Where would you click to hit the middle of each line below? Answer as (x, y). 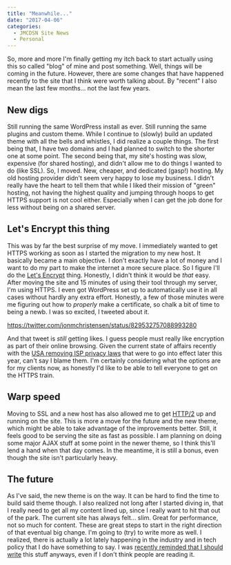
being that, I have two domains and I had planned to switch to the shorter (111, 149)
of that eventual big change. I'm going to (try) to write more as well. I (104, 533)
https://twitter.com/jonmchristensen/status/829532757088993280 (102, 325)
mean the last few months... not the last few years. (79, 88)
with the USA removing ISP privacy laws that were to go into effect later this (115, 353)
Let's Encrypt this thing (59, 229)
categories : (24, 26)
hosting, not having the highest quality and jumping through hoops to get (111, 192)
